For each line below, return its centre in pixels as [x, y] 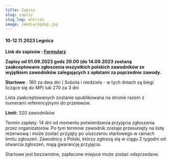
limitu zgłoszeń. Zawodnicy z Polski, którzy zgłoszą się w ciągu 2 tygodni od [86, 139]
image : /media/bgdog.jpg [32, 24]
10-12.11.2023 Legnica [29, 40]
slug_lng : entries [25, 19]
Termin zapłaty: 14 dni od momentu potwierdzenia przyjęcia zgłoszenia [80, 123]
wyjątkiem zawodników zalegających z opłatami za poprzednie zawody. [83, 72]
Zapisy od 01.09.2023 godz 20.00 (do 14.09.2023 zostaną [69, 62]
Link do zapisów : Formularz [36, 52]
